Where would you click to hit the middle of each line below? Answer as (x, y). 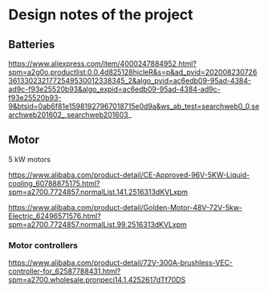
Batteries (32, 45)
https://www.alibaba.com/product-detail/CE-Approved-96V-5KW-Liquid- (129, 175)
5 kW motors (29, 159)
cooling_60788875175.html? (54, 183)
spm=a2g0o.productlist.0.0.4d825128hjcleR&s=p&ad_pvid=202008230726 (133, 72)
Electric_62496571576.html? (55, 216)
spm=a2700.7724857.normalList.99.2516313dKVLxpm (97, 224)
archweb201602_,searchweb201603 (68, 115)
